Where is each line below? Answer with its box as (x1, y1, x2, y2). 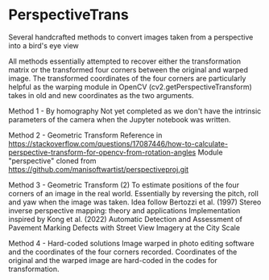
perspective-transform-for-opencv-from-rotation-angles (8, 147, 197, 157)
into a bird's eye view (8, 40, 79, 50)
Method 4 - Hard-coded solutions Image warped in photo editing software (8, 238, 255, 248)
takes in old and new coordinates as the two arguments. (8, 90, 195, 100)
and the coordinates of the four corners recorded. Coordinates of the (8, 247, 238, 257)
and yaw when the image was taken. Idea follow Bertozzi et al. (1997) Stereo (8, 197, 262, 207)
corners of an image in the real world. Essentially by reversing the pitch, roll (8, 188, 259, 198)
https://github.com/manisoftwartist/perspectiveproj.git (8, 164, 189, 174)
